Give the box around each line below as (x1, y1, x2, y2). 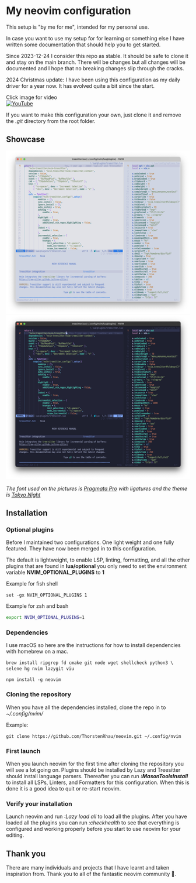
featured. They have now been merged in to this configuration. (6, 545, 156, 552)
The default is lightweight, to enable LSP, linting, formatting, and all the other (6, 556, 190, 563)
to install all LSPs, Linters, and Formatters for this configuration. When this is (6, 779, 190, 786)
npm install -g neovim (6, 677, 61, 683)
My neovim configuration (6, 4, 131, 18)
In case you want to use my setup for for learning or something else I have (6, 35, 185, 42)
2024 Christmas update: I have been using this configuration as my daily (6, 76, 181, 83)
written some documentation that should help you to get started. (6, 41, 161, 48)
